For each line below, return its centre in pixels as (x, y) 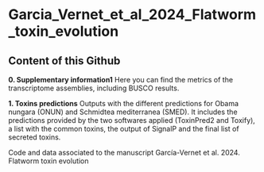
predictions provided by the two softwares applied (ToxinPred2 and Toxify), (132, 120)
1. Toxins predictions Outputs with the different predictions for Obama (124, 103)
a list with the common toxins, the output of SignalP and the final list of (124, 129)
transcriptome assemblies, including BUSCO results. (94, 88)
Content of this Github (64, 61)
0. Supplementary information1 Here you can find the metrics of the (120, 80)
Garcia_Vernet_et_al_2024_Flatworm (132, 15)
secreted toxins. (35, 137)
